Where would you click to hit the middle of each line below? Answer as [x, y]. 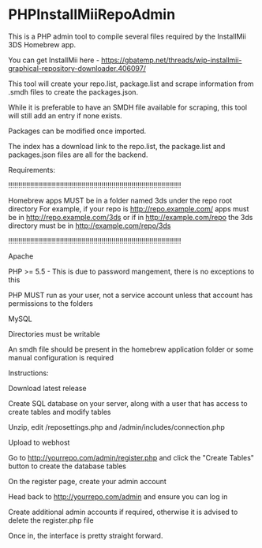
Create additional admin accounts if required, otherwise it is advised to [123, 512]
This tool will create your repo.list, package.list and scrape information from [131, 84]
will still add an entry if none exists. [65, 115]
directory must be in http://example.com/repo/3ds [90, 226]
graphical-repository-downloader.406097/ [77, 68]
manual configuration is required [61, 357]
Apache [21, 256]
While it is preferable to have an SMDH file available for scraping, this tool [127, 107]
